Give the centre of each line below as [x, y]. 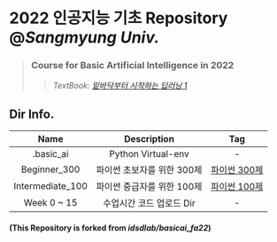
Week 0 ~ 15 [50, 203]
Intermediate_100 [51, 186]
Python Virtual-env [149, 154]
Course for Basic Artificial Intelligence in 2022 [132, 66]
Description [149, 139]
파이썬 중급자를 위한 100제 [149, 187]
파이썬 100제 [237, 187]
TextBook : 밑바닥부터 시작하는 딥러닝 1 [120, 86]
